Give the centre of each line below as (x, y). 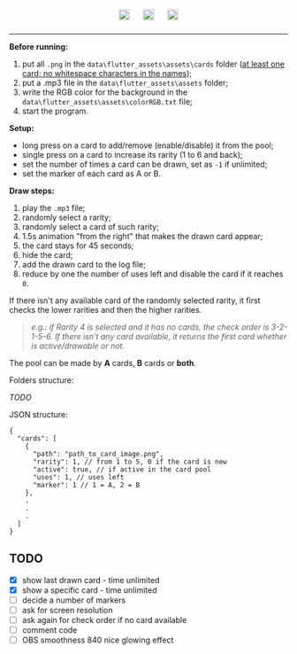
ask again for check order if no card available (104, 620)
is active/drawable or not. (78, 346)
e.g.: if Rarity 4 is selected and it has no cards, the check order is (150, 327)
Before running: (39, 47)
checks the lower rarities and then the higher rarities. (106, 310)
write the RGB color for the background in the (105, 92)
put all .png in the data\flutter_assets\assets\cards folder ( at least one (153, 64)
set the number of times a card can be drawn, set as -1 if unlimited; (145, 164)
